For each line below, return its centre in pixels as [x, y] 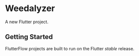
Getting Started [29, 37]
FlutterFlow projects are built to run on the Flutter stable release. [70, 48]
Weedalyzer [30, 8]
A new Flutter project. [27, 22]
